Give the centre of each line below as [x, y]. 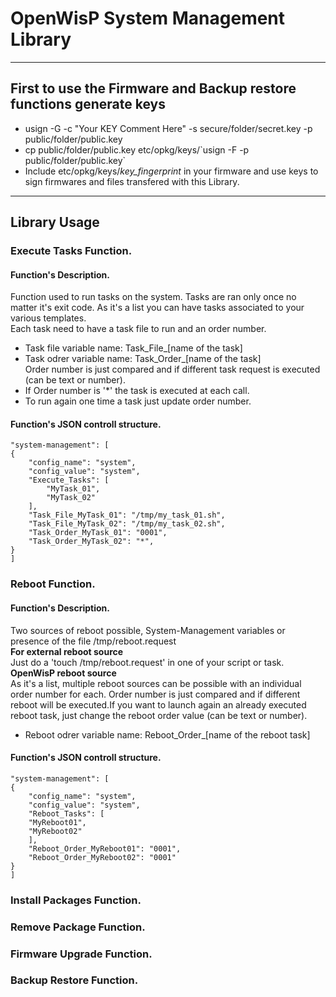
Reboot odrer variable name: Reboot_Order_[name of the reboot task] [167, 734]
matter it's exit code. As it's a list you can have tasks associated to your [157, 308]
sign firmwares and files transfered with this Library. [132, 181]
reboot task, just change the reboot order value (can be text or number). [159, 715]
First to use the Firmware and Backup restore [153, 88]
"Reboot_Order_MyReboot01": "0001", [105, 848]
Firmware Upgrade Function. [81, 954]
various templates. [48, 318]
